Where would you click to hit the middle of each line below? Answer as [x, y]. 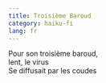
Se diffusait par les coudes [53, 71]
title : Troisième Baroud [50, 16]
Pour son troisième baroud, [53, 54]
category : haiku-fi [41, 23]
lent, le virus [29, 62]
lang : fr [23, 31]
